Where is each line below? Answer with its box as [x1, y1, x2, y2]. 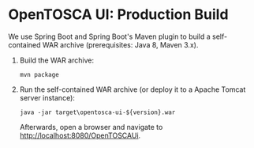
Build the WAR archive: [19, 55, 95, 65]
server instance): [19, 93, 75, 102]
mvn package [19, 70, 59, 78]
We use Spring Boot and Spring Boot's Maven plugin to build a [8, 32, 211, 41]
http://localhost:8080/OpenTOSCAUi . [19, 131, 141, 140]
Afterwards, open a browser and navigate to [19, 122, 163, 131]
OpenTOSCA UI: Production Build [8, 6, 229, 24]
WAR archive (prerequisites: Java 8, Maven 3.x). [42, 40, 199, 49]
